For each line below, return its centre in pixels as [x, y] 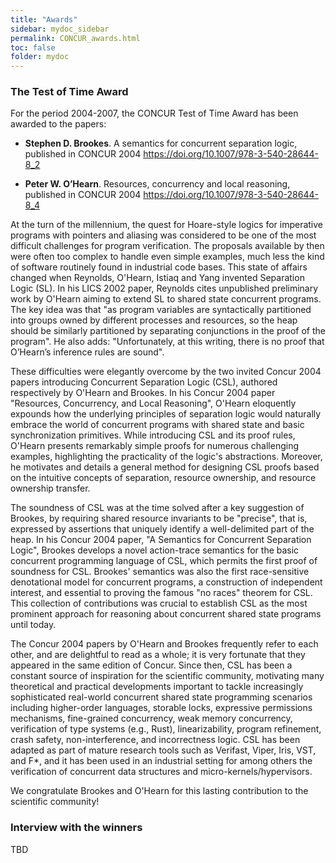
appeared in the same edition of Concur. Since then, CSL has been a [151, 665]
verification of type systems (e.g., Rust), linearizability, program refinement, [166, 729]
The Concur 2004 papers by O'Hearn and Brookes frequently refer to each [164, 644]
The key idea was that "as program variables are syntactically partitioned [161, 310]
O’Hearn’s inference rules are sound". [87, 352]
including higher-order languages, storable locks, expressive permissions [161, 708]
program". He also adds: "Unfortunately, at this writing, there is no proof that [167, 342]
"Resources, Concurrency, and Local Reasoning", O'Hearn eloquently [153, 403]
